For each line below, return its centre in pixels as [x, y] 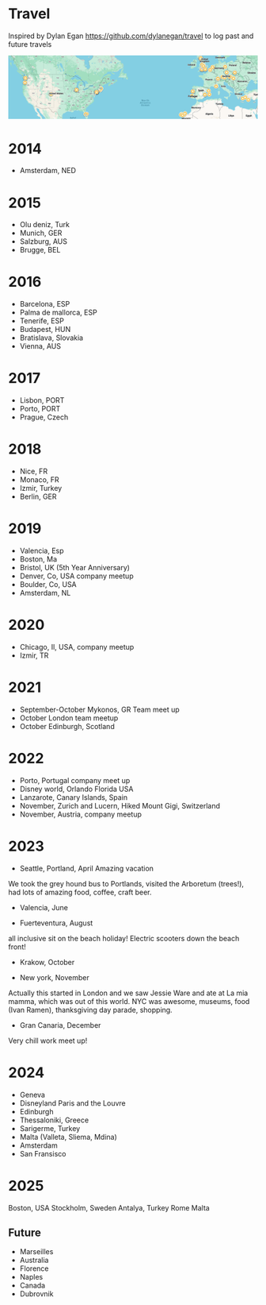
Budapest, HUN [45, 330]
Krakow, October [47, 962]
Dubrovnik [36, 1294]
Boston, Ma [38, 559]
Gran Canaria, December [60, 1025]
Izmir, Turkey [41, 488]
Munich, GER [41, 233]
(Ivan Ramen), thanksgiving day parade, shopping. [90, 1010]
